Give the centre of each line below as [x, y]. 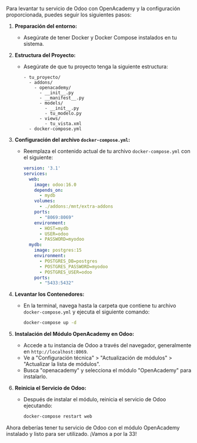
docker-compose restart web [58, 417]
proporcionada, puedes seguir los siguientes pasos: [69, 15]
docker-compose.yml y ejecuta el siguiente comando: [86, 312]
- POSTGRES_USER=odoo [66, 272]
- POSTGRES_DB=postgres [69, 261]
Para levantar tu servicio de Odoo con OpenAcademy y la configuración [93, 9]
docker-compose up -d [50, 323]
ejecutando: [38, 406]
